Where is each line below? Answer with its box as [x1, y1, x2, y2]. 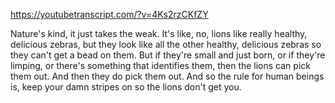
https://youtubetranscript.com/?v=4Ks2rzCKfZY [10, 9, 209, 20]
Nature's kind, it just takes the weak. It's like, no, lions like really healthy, [10, 28, 308, 39]
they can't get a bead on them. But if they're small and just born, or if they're [10, 49, 326, 61]
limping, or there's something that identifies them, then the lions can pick [10, 60, 311, 71]
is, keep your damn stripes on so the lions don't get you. [10, 81, 242, 93]
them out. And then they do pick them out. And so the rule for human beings [10, 70, 325, 82]
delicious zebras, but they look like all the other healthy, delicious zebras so [10, 39, 322, 50]
